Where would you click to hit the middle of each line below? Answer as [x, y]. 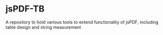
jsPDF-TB [25, 9]
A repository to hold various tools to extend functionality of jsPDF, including [82, 22]
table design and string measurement [43, 27]
